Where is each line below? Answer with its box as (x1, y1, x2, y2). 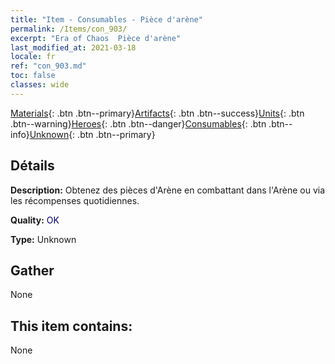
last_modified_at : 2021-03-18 (10, 42, 137, 53)
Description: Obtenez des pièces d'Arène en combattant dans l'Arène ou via (10, 184, 326, 196)
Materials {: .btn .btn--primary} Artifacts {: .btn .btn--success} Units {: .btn (10, 107, 305, 119)
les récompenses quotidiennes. (10, 194, 140, 206)
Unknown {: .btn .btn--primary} (29, 128, 156, 140)
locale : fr (10, 52, 56, 62)
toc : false (10, 71, 56, 81)
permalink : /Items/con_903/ (10, 24, 128, 34)
